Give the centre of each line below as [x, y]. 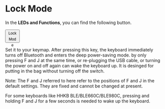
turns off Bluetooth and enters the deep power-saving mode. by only [76, 55]
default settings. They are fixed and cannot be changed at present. [74, 86]
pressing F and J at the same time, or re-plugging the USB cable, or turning [83, 60]
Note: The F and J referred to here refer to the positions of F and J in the [80, 80]
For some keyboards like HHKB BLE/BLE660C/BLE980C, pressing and [77, 95]
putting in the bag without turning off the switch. [55, 71]
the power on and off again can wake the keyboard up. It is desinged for [79, 65]
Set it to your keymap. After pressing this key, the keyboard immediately [79, 49]
